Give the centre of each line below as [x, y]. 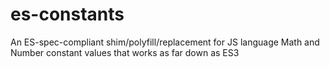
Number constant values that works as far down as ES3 [125, 52]
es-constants [67, 14]
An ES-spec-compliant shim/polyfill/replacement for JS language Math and [165, 42]
